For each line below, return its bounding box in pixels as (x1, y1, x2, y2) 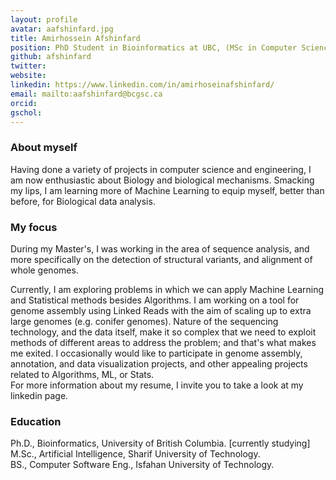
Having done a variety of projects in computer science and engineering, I (10, 163, 312, 175)
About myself (10, 141, 78, 155)
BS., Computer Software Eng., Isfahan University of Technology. (10, 459, 275, 471)
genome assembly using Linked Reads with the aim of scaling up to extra (10, 304, 312, 316)
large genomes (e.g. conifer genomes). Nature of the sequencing (10, 315, 279, 327)
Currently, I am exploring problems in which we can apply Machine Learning (10, 283, 324, 295)
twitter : (10, 61, 47, 71)
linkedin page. (10, 389, 69, 401)
